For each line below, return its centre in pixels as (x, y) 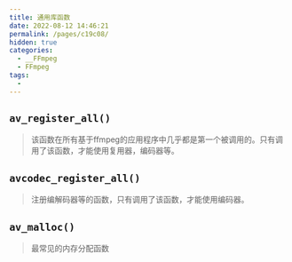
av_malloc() (42, 227)
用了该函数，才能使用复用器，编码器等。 (105, 151)
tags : (19, 75)
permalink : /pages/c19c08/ (59, 34)
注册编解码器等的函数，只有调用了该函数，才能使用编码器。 (140, 200)
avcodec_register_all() (75, 178)
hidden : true (33, 42)
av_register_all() (60, 119)
